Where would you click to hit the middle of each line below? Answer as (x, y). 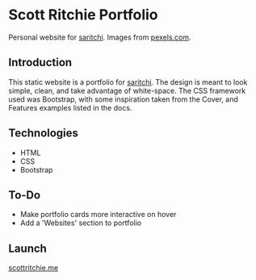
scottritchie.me (34, 268)
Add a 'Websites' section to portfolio (81, 223)
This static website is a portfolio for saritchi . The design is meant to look (128, 81)
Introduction (40, 63)
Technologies (44, 134)
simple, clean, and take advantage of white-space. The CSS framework (127, 90)
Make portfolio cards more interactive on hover (98, 215)
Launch (27, 248)
